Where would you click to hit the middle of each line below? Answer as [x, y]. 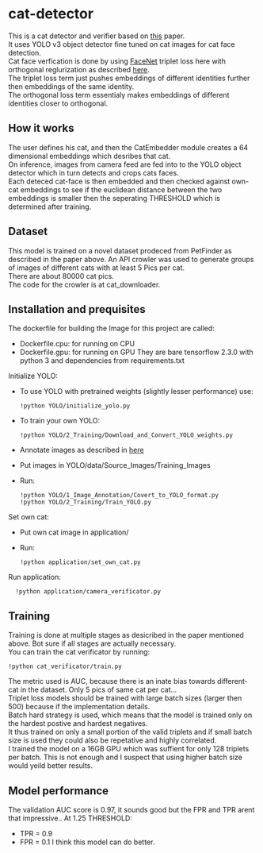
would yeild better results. [51, 766]
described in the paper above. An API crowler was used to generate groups [131, 259]
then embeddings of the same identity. [71, 86]
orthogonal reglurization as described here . [79, 69]
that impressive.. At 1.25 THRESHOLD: [71, 818]
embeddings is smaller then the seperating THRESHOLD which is [114, 198]
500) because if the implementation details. [79, 707]
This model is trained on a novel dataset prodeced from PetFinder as [120, 250]
